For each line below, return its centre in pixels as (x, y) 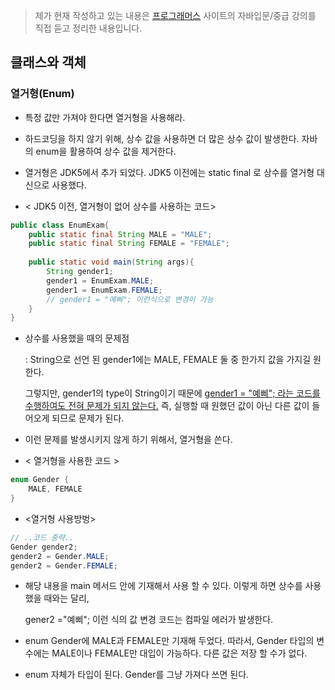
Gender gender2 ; (44, 547)
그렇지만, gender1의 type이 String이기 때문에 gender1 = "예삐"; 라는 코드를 (172, 393)
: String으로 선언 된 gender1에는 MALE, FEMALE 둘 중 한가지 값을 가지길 (168, 360)
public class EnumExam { (60, 225)
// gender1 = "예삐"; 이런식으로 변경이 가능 (130, 299)
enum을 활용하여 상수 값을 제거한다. (106, 151)
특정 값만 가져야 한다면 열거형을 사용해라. (105, 117)
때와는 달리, (66, 598)
